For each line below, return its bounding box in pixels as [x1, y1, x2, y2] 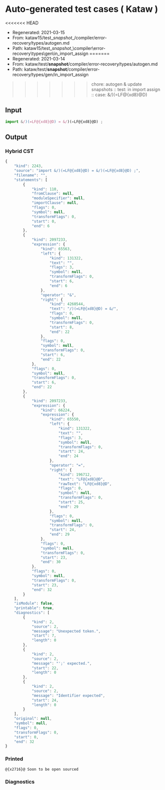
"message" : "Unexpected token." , [31, 629, 101, 633]
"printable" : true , [14, 606, 55, 611]
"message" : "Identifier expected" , [31, 693, 106, 698]
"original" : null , [14, 716, 52, 721]
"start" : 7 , [31, 633, 56, 638]
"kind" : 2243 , [14, 163, 43, 169]
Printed [5, 755, 23, 762]
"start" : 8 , [49, 324, 74, 330]
